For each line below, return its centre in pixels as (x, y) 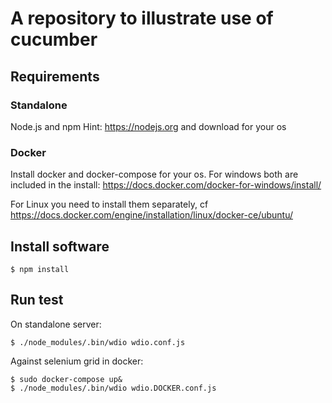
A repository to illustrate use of (142, 18)
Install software (60, 246)
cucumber (54, 39)
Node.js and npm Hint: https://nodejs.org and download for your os (148, 126)
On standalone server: (56, 324)
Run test (37, 300)
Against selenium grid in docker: (77, 361)
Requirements (55, 76)
